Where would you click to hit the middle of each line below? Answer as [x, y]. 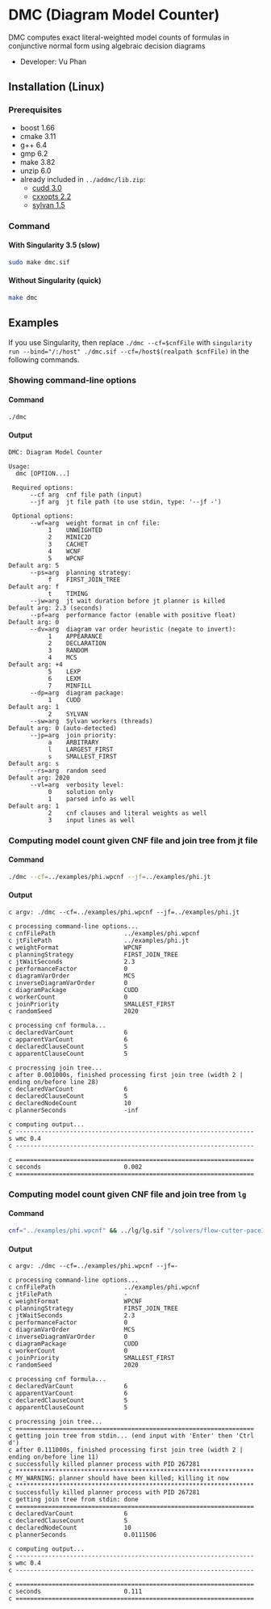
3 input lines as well [92, 820]
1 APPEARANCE [75, 636]
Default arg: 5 [34, 565]
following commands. [44, 359]
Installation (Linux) [56, 87]
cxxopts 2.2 [52, 196]
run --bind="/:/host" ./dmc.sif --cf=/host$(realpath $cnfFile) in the [129, 351]
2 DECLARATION [77, 643]
